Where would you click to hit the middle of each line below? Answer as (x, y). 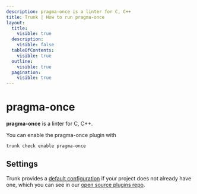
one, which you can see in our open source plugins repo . (76, 185)
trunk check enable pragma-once (46, 146)
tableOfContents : (33, 50)
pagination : (26, 72)
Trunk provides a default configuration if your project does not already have (99, 178)
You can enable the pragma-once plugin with (61, 135)
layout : (16, 23)
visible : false (36, 45)
